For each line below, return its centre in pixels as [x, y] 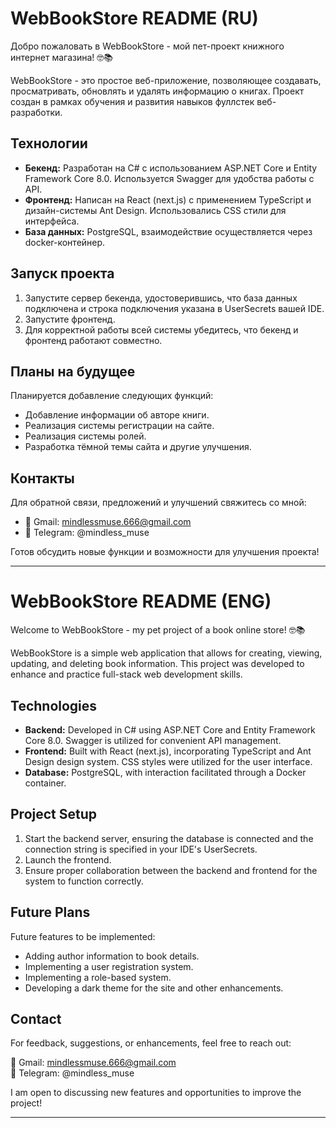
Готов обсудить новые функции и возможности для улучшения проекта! [165, 552]
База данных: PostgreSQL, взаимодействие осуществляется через [168, 231]
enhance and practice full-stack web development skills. [126, 674]
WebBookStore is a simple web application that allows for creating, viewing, [166, 653]
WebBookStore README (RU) [134, 18]
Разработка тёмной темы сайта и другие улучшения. [138, 447]
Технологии [49, 143]
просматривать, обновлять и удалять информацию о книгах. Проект [157, 91]
